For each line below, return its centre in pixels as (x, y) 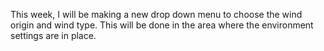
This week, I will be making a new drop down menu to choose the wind (156, 14)
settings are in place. (53, 35)
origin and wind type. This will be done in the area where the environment (162, 25)
